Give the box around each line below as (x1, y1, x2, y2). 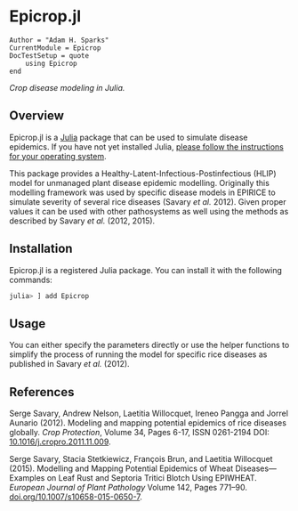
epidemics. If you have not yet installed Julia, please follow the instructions (9, 141, 285, 152)
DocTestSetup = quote (9, 51, 90, 60)
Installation (9, 241, 73, 256)
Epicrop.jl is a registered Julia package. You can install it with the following (9, 264, 283, 275)
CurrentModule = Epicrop (9, 43, 101, 53)
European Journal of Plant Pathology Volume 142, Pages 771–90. (9, 483, 247, 493)
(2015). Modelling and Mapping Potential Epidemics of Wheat (9, 463, 234, 474)
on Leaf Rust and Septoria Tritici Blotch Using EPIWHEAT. (46, 473, 258, 483)
